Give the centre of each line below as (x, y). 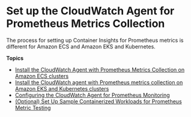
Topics (15, 58)
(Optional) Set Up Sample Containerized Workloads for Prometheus (98, 101)
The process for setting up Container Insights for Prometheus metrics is (95, 40)
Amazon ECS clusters (42, 76)
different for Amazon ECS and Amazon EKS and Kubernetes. (81, 47)
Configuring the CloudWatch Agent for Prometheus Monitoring (92, 95)
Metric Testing (33, 107)
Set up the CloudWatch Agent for (90, 11)
